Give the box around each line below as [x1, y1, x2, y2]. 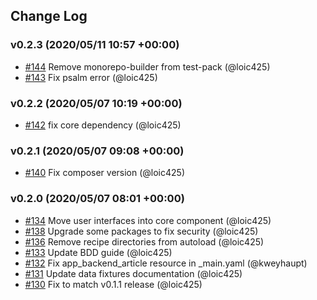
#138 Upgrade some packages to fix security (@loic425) [24, 225, 259, 237]
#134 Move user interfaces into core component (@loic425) [24, 214, 272, 226]
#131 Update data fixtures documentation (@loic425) [24, 267, 243, 279]
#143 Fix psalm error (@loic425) [24, 71, 158, 83]
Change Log [10, 8, 88, 25]
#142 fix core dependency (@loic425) [24, 119, 182, 131]
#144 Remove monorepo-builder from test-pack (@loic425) [24, 60, 271, 73]
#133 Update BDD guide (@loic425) [24, 246, 173, 258]
